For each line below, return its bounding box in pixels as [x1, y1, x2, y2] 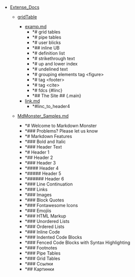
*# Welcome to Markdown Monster [24, 122, 97, 128]
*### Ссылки [24, 261, 53, 266]
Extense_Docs [9, 4, 40, 10]
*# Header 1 [24, 149, 50, 155]
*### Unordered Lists [24, 218, 70, 224]
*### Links [24, 186, 48, 192]
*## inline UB [32, 45, 60, 50]
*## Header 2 [24, 154, 53, 160]
